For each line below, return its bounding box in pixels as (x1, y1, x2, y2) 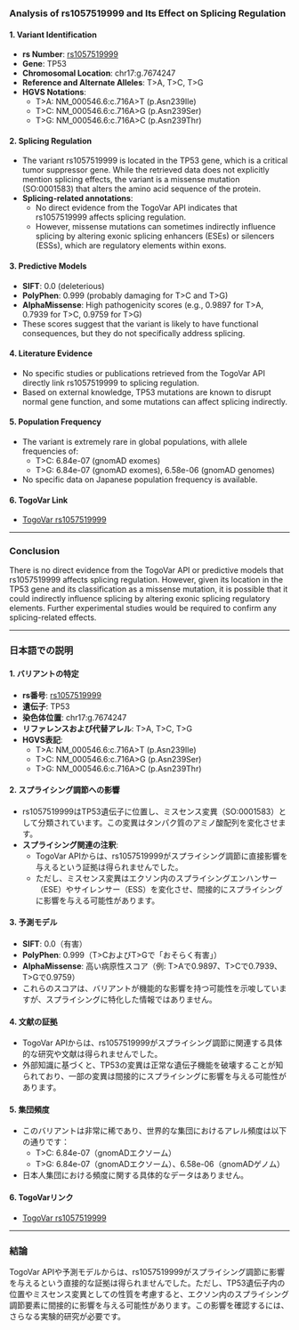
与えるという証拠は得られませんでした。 (35, 861, 184, 872)
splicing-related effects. (9, 612, 97, 623)
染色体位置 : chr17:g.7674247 (21, 712, 127, 722)
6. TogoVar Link (9, 495, 69, 505)
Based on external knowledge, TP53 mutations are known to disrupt (21, 386, 271, 398)
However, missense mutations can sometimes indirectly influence (35, 222, 276, 232)
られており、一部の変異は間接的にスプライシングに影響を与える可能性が (21, 1071, 287, 1082)
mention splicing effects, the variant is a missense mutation (21, 174, 240, 185)
